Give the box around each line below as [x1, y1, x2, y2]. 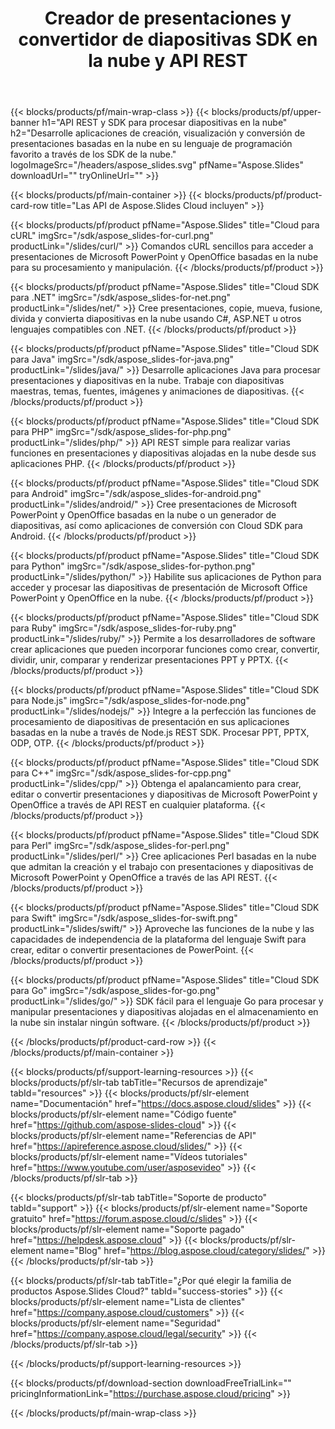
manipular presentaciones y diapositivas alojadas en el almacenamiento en [10, 1006, 319, 1018]
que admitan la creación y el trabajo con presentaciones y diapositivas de [10, 861, 314, 873]
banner [10, 117, 40, 129]
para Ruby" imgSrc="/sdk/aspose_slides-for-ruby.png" [10, 622, 237, 634]
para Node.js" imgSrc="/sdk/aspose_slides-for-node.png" [10, 695, 250, 707]
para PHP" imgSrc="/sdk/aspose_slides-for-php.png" [10, 426, 232, 438]
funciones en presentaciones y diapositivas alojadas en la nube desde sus [10, 447, 317, 459]
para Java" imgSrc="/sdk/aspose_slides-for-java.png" [10, 353, 235, 366]
